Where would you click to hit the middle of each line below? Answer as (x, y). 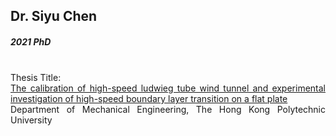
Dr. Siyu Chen (54, 16)
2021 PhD (31, 41)
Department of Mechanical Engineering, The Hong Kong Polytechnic (168, 110)
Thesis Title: (36, 78)
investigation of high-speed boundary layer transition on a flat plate (149, 99)
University (31, 120)
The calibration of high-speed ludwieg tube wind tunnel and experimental (168, 88)
